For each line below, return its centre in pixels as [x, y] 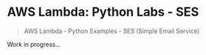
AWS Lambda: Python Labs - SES [103, 12]
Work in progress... [34, 44]
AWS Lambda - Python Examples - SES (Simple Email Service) [112, 31]
